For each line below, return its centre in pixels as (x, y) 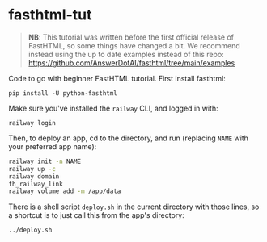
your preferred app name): (53, 146)
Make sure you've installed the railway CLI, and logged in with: (113, 108)
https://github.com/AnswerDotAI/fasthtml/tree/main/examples (131, 63)
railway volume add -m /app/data (65, 191)
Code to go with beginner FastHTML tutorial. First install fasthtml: (117, 78)
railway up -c (32, 169)
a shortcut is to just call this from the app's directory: (96, 215)
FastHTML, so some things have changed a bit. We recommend (134, 45)
